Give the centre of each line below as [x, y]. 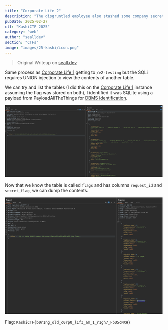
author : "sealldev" [25, 37]
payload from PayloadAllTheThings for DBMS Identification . [66, 98]
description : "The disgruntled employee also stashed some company [77, 16]
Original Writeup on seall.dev [47, 62]
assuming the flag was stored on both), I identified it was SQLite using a [79, 92]
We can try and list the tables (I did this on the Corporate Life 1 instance [79, 87]
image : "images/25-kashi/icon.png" [42, 48]
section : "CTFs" [22, 43]
